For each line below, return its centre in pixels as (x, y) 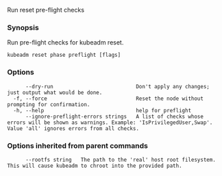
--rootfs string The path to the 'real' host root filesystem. (120, 160)
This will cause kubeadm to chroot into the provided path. (95, 166)
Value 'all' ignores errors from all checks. (73, 128)
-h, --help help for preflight (102, 110)
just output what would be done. (55, 92)
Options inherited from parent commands (78, 145)
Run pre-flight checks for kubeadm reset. (65, 42)
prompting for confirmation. (49, 104)
